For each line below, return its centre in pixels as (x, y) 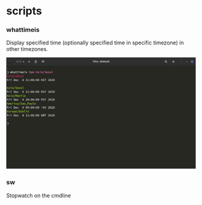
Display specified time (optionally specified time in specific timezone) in (95, 43)
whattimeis (23, 30)
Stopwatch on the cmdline (38, 195)
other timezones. (27, 49)
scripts (24, 11)
